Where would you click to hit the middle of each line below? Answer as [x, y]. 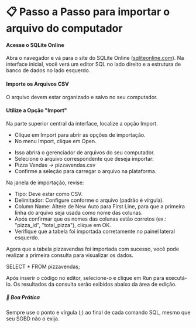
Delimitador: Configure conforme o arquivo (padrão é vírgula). [89, 200]
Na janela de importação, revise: [45, 182]
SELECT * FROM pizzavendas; [43, 266]
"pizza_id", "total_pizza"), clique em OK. [63, 225]
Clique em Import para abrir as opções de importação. [80, 135]
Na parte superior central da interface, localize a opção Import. [82, 123]
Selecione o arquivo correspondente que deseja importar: [84, 158]
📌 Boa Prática [23, 297]
